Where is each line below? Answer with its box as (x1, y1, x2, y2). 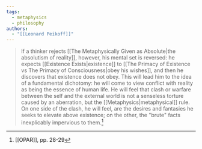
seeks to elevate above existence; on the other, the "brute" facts (20, 112, 181, 119)
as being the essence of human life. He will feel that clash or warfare (20, 86, 191, 93)
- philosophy (11, 20, 44, 26)
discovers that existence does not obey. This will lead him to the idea (20, 73, 192, 81)
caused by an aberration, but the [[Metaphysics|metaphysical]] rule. (20, 99, 191, 106)
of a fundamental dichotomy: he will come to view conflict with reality (20, 79, 194, 87)
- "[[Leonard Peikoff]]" (11, 31, 74, 37)
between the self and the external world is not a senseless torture (20, 93, 184, 100)
